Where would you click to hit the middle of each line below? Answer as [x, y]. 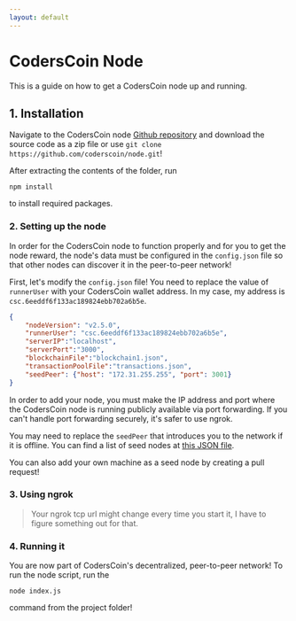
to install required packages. [61, 204]
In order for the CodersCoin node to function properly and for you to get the [148, 245]
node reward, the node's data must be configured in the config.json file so [146, 255]
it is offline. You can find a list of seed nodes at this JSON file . [122, 445]
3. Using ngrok [41, 494]
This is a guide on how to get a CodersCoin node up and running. [129, 86]
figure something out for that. [85, 523]
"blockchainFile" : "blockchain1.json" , [97, 358]
